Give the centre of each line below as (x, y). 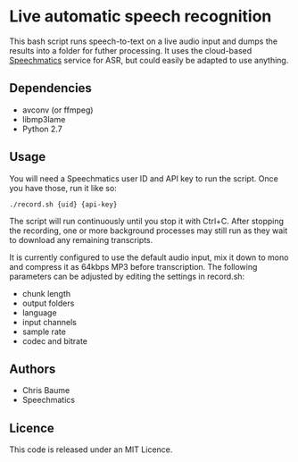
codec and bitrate (54, 340)
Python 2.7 (42, 129)
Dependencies (50, 88)
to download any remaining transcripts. (81, 239)
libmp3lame (44, 119)
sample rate (44, 332)
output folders (48, 303)
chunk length (46, 293)
